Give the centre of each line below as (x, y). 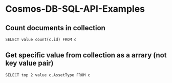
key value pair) (29, 63)
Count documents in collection (56, 28)
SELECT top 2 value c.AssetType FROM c (48, 75)
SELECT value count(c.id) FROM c (41, 39)
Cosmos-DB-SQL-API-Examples (75, 9)
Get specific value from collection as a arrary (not (86, 55)
